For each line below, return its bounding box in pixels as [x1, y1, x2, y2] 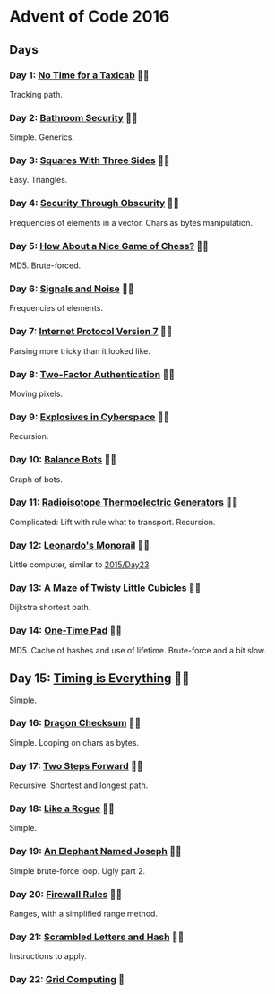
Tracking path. [9, 89, 63, 99]
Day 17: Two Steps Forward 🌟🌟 [9, 759, 143, 772]
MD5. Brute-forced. [9, 260, 82, 271]
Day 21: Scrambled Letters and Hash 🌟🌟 [9, 930, 185, 943]
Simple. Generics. [9, 132, 74, 143]
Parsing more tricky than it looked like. [9, 345, 150, 356]
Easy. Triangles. [9, 175, 68, 186]
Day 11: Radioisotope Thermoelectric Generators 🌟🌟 [9, 496, 239, 508]
